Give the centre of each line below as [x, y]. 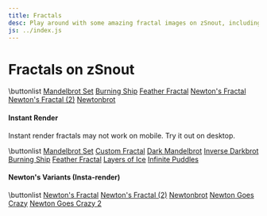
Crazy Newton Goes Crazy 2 [55, 203]
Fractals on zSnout [72, 69]
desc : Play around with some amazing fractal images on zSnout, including [135, 23]
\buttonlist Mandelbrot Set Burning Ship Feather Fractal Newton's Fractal [127, 91]
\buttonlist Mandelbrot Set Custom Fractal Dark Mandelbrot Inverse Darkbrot [133, 150]
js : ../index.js [35, 30]
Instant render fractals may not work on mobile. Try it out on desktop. [122, 135]
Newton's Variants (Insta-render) [64, 177]
